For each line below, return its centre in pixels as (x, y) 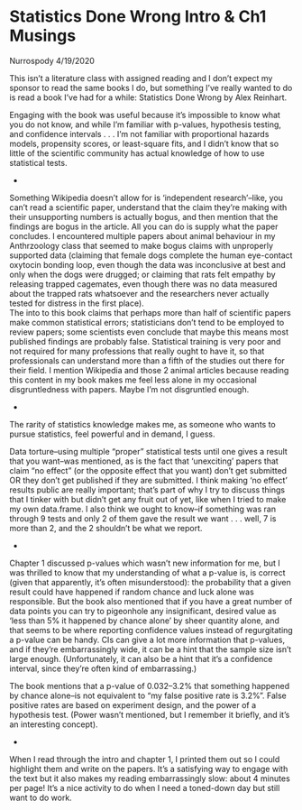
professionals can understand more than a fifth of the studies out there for (147, 360)
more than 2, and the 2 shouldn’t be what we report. (106, 528)
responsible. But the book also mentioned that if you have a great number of (151, 601)
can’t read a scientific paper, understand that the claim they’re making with (148, 207)
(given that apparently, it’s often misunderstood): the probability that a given (150, 582)
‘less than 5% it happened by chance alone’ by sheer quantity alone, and (144, 621)
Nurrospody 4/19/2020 (52, 60)
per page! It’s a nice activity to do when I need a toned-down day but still (145, 787)
